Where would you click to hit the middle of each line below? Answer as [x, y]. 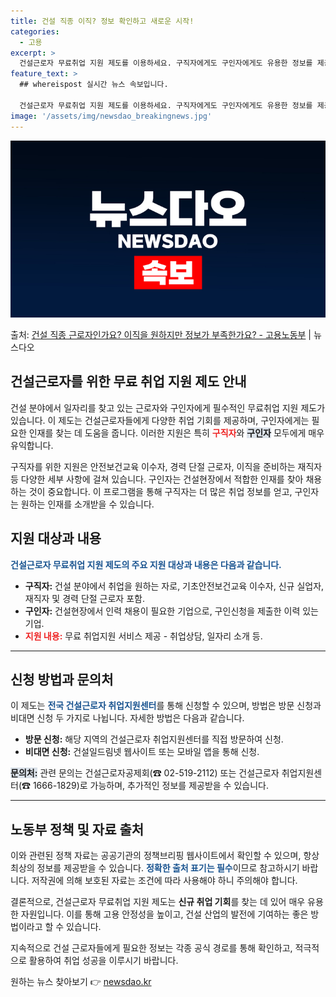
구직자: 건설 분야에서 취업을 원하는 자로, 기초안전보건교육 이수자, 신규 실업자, [174, 586]
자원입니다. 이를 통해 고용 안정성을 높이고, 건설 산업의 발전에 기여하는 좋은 [164, 914]
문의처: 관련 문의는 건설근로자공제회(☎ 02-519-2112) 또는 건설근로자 [145, 773]
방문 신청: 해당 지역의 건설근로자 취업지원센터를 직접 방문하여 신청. [154, 739]
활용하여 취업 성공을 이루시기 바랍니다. [103, 961]
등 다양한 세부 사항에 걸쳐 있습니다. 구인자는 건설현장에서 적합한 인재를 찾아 [157, 479]
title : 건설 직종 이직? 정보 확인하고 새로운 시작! [102, 21]
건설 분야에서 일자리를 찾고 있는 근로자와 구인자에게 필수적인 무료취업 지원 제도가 [168, 407]
